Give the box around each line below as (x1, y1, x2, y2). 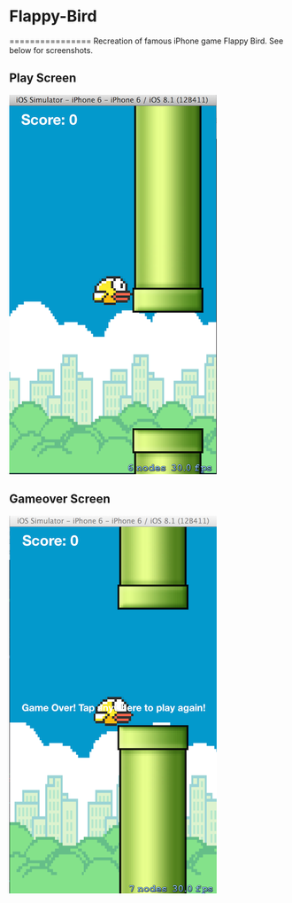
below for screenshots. (9, 44, 93, 55)
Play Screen (9, 71, 77, 86)
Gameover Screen (9, 492, 111, 507)
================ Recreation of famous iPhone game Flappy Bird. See (9, 35, 284, 46)
